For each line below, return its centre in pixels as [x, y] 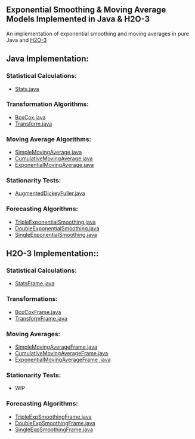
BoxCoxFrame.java [38, 312]
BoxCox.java [30, 117]
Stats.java [27, 89]
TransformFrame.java [41, 318]
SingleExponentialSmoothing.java [56, 234]
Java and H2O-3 [27, 40]
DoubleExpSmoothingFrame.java [55, 423]
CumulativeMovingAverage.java [54, 158]
